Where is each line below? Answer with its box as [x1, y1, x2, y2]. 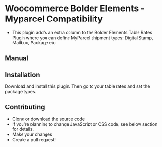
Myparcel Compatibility [5, 13, 103, 24]
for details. [12, 126, 34, 132]
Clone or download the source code [12, 116, 85, 122]
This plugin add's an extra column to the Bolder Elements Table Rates [12, 29, 153, 35]
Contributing [5, 103, 45, 111]
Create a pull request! [12, 136, 56, 142]
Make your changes [12, 131, 52, 137]
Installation [5, 70, 40, 79]
